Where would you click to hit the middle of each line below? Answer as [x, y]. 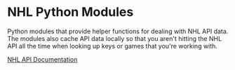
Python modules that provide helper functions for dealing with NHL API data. [118, 31]
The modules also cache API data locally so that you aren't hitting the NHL [115, 38]
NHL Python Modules [70, 12]
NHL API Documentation [42, 59]
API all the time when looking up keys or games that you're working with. [112, 46]
